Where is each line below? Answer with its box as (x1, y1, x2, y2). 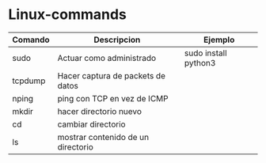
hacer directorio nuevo (57, 105, 142, 116)
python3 (184, 57, 216, 68)
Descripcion (93, 34, 141, 45)
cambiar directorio (57, 119, 126, 130)
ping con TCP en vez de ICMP (57, 93, 169, 104)
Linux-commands (8, 6, 127, 24)
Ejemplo (203, 34, 235, 45)
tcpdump (12, 75, 46, 86)
